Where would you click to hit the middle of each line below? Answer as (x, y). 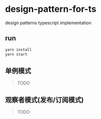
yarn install (18, 50)
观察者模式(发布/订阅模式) (44, 100)
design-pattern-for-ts (51, 9)
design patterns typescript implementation (48, 23)
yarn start (16, 54)
